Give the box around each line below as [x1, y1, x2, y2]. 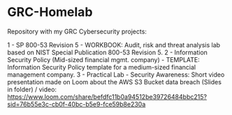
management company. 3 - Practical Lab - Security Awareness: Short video [7, 70, 225, 79]
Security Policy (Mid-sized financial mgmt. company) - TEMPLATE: [7, 55, 201, 63]
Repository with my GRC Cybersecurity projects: [7, 27, 147, 36]
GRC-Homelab [7, 4, 93, 20]
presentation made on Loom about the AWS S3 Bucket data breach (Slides [7, 77, 222, 86]
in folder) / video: [7, 85, 57, 93]
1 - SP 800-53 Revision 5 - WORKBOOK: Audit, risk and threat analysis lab [7, 40, 221, 49]
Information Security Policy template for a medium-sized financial [7, 63, 196, 71]
